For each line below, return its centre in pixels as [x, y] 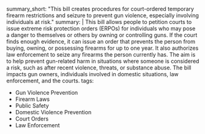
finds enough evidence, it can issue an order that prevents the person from [101, 41]
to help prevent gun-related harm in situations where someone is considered [103, 61]
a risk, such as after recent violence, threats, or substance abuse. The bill [99, 68]
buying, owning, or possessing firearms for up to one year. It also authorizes [102, 48]
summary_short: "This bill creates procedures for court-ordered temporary [100, 9]
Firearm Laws [32, 99]
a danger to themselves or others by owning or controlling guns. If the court [102, 35]
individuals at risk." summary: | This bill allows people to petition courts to [99, 22]
